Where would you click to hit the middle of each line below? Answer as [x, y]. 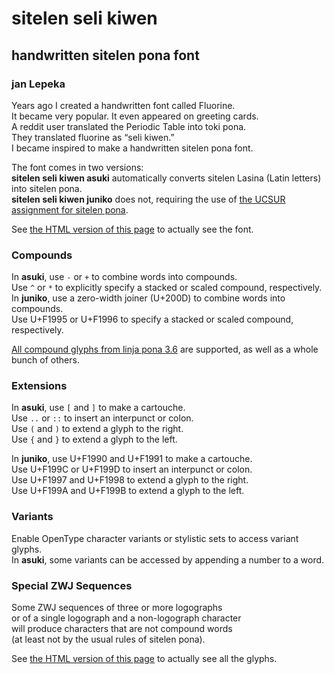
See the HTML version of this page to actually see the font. [132, 229]
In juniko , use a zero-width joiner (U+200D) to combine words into [148, 298]
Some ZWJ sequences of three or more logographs [117, 608]
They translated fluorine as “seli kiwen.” [93, 137]
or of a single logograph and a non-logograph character [126, 618]
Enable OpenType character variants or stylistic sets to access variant [155, 538]
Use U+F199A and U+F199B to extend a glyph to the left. [128, 491]
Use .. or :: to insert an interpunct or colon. [102, 418]
